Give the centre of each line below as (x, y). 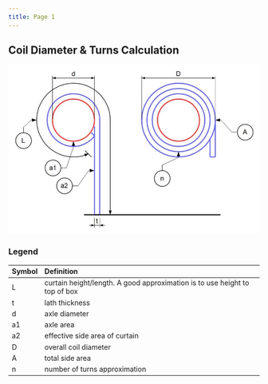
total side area (68, 358)
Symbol (25, 271)
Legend (23, 251)
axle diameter (67, 313)
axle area (59, 325)
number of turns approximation (95, 369)
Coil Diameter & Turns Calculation (94, 51)
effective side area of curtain (92, 336)
